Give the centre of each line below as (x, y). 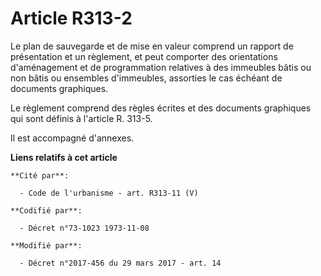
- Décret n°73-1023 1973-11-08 (84, 228)
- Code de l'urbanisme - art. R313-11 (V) (109, 193)
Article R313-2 (71, 18)
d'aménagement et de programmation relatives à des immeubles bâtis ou (161, 67)
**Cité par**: (40, 175)
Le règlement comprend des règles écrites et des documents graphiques (161, 108)
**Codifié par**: (46, 210)
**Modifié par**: (46, 245)
